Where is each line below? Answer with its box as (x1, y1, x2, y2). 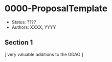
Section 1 (4, 39, 33, 47)
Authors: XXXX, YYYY (11, 24, 56, 30)
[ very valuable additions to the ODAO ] (4, 51, 84, 57)
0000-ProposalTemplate (4, 3, 108, 14)
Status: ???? (11, 19, 36, 25)
